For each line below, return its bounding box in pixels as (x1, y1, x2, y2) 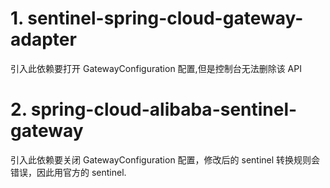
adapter (10, 28, 77, 51)
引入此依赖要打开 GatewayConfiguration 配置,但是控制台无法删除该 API (10, 62, 302, 74)
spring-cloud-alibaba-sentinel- (30, 98, 298, 121)
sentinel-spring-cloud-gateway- (27, 7, 304, 30)
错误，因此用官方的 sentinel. (10, 166, 127, 178)
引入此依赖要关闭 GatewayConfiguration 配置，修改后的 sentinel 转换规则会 (10, 153, 321, 166)
